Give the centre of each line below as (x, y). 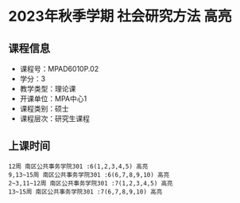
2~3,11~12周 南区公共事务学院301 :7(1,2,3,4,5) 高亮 (91, 183)
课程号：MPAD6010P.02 (59, 69)
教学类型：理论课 (48, 89)
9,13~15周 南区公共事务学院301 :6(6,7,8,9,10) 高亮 (89, 175)
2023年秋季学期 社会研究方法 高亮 (120, 16)
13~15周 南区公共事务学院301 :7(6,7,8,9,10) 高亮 (85, 192)
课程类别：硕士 (44, 109)
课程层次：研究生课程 (54, 119)
